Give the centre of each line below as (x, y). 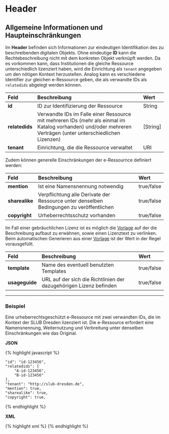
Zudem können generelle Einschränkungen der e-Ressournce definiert (78, 160)
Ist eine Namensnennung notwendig (81, 186)
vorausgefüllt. (20, 244)
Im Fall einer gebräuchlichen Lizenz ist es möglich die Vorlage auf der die (81, 228)
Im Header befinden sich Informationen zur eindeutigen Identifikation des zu (84, 47)
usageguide (22, 282)
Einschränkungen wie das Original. (41, 333)
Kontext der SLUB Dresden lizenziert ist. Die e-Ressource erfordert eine (79, 322)
